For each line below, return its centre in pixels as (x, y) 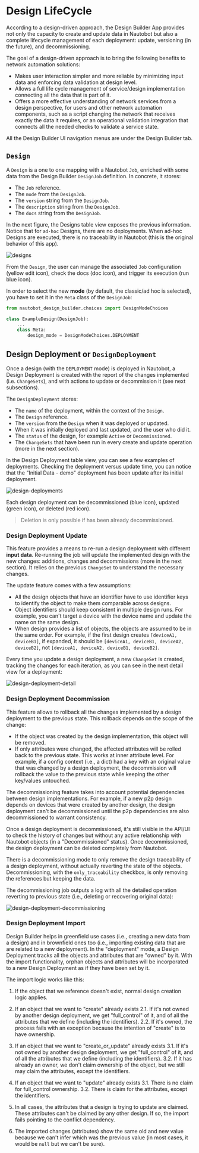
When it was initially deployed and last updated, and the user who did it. (103, 429)
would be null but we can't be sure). (60, 1143)
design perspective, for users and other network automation (88, 107)
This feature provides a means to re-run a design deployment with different (98, 548)
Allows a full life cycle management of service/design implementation (100, 88)
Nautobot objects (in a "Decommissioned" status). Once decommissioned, (97, 841)
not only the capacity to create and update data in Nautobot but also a (92, 33)
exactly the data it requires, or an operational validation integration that (101, 120)
